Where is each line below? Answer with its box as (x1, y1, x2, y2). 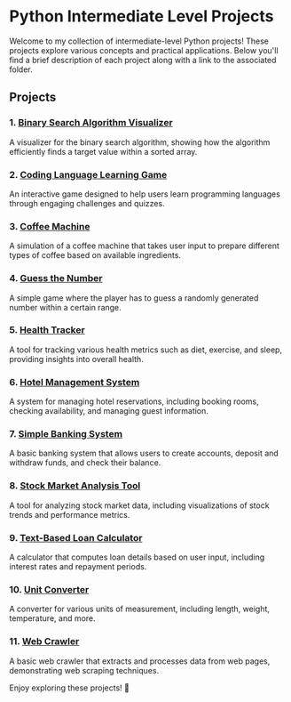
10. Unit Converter (9, 583, 90, 595)
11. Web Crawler (9, 635, 80, 648)
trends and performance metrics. (9, 509, 130, 520)
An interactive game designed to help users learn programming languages (9, 189, 281, 199)
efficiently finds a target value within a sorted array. (9, 146, 198, 157)
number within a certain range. (9, 302, 122, 312)
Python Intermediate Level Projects (9, 6, 274, 27)
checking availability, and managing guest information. (9, 406, 208, 416)
